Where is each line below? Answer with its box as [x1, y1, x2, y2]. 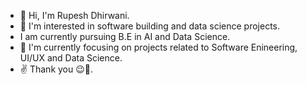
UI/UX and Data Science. [19, 52, 123, 64]
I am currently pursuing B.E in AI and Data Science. [19, 31, 231, 42]
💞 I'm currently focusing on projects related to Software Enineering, [19, 41, 298, 53]
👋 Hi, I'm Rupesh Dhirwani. [19, 10, 130, 21]
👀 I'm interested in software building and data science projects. [19, 20, 281, 32]
